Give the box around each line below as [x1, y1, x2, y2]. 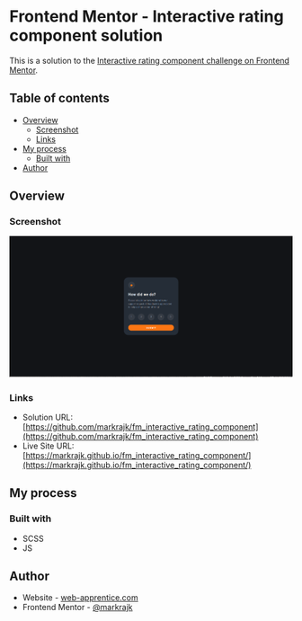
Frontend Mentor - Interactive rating [9, 6, 285, 27]
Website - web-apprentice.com [22, 592, 139, 603]
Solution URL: [22, 412, 74, 422]
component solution [9, 25, 164, 46]
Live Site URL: [22, 440, 75, 451]
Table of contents [9, 91, 110, 106]
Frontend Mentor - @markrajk [22, 602, 133, 613]
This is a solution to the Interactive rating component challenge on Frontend [9, 55, 290, 66]
